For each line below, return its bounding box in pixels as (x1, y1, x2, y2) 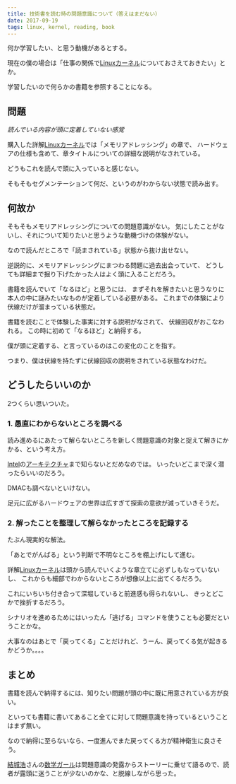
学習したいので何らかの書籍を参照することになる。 (7, 83, 156, 91)
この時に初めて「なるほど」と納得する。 (27, 327, 145, 334)
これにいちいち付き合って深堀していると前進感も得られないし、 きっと (7, 590, 213, 598)
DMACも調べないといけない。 (7, 484, 94, 492)
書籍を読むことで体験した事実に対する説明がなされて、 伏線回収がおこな (7, 317, 218, 326)
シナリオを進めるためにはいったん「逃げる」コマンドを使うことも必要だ (7, 613, 217, 622)
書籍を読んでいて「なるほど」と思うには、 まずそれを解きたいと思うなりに (7, 285, 225, 293)
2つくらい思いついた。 (7, 399, 73, 407)
